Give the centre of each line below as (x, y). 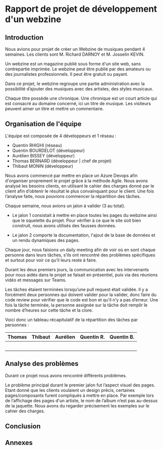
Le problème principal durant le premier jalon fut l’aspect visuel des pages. (80, 385)
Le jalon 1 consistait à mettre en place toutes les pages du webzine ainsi (84, 215)
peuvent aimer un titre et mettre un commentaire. (54, 109)
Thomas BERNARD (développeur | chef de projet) (62, 161)
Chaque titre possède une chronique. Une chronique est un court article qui (81, 98)
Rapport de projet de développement (81, 9)
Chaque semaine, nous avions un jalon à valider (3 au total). (65, 206)
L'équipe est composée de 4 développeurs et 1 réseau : (61, 136)
